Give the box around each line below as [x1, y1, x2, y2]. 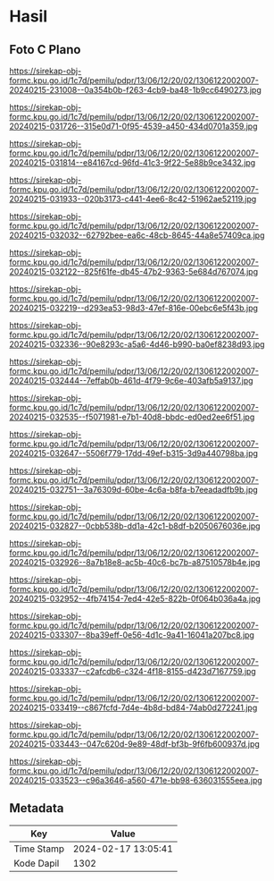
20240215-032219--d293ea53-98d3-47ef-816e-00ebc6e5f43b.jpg [9, 302, 259, 313]
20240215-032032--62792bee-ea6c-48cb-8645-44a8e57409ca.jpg [9, 230, 265, 241]
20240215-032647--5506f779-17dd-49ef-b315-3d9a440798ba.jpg [9, 448, 259, 458]
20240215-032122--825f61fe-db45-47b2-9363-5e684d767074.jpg [9, 267, 259, 276]
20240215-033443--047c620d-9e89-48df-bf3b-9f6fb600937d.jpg [9, 739, 261, 749]
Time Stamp [13, 843, 65, 855]
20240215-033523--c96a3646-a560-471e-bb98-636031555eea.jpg [9, 775, 263, 785]
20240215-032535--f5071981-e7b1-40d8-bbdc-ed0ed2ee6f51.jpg [9, 411, 255, 422]
